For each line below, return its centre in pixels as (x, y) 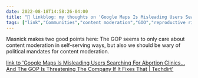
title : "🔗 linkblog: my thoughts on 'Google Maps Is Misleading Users (95, 17)
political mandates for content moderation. (58, 52)
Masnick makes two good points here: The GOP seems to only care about (95, 39)
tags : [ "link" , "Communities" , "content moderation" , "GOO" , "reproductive (96, 22)
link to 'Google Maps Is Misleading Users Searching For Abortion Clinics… (96, 63)
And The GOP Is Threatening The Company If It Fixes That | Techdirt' (90, 69)
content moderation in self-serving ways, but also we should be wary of (93, 45)
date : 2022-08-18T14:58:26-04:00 (47, 11)
